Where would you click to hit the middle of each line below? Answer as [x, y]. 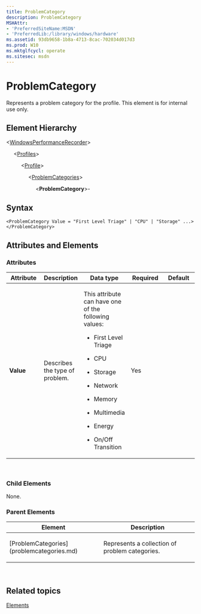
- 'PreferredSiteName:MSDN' [41, 29]
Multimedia [109, 412]
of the [92, 309]
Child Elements [29, 483]
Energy [104, 426]
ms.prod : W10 [22, 46]
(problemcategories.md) [43, 551]
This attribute [102, 293]
